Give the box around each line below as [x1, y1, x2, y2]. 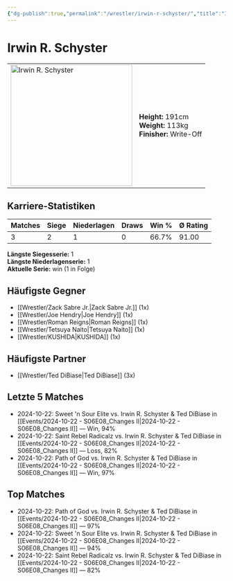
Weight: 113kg [139, 120, 189, 130]
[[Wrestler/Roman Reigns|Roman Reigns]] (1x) [17, 318, 148, 326]
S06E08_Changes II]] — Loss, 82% [17, 446, 118, 454]
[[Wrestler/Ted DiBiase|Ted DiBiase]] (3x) [17, 371, 136, 379]
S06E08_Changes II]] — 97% [17, 521, 101, 530]
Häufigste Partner [7, 352, 87, 364]
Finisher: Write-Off [139, 129, 202, 138]
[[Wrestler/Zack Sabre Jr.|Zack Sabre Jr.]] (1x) [17, 303, 149, 312]
